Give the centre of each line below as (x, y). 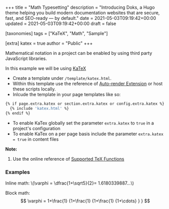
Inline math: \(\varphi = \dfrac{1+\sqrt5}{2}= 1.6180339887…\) (70, 183)
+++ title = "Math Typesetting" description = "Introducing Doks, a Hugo (80, 7)
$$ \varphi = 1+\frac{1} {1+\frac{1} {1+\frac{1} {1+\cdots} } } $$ (85, 201)
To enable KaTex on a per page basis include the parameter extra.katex (88, 134)
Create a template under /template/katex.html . (62, 78)
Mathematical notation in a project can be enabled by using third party (79, 53)
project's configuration (37, 128)
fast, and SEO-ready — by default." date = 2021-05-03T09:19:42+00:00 (81, 18)
